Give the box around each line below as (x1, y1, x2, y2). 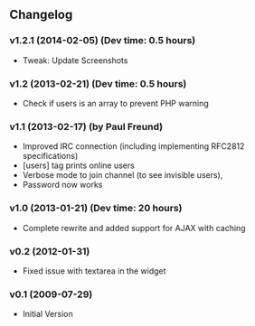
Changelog (9, 7, 73, 23)
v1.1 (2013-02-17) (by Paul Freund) (9, 120, 164, 133)
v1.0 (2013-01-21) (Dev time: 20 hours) (9, 202, 183, 215)
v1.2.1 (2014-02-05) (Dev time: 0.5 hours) (9, 34, 196, 47)
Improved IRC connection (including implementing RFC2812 (22, 141, 245, 152)
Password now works (22, 180, 103, 191)
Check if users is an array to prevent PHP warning (22, 98, 210, 108)
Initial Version (22, 309, 74, 320)
